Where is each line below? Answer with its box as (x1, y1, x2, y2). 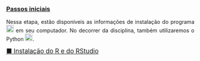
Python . (6, 35, 35, 43)
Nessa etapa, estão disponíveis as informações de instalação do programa (6, 19, 195, 26)
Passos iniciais (6, 5, 51, 13)
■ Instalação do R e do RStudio (6, 47, 99, 56)
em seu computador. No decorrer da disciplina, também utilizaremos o (16, 27, 195, 34)
